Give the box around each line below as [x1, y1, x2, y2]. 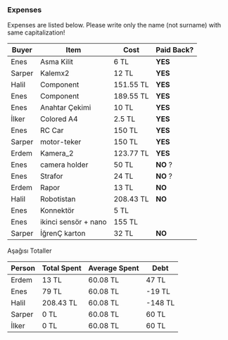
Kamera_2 [39, 149, 74, 158]
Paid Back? [156, 45, 194, 55]
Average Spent [88, 263, 139, 273]
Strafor [39, 171, 63, 181]
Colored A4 [39, 114, 79, 124]
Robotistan [39, 194, 76, 204]
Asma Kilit [39, 57, 74, 67]
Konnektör [39, 206, 75, 215]
